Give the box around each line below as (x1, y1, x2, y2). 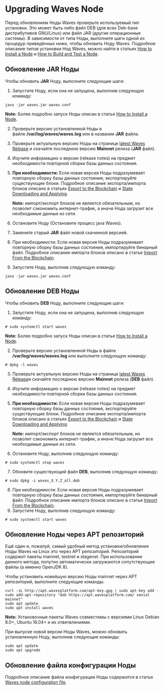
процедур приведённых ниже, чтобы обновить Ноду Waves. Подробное (5, 40, 156, 46)
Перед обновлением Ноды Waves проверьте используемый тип (5, 20, 140, 26)
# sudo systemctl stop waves (5, 460, 65, 465)
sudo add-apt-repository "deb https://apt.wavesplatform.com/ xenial (5, 592, 150, 598)
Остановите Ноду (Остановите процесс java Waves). (12, 220, 122, 226)
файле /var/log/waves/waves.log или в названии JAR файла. (12, 131, 140, 137)
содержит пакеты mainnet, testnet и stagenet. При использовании (5, 554, 142, 560)
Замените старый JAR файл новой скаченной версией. (12, 230, 128, 235)
